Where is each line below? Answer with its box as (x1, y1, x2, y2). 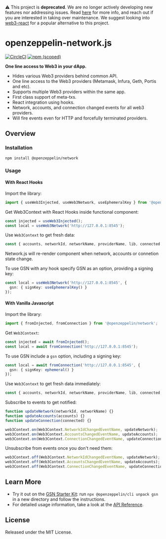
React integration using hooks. (12, 99, 75, 105)
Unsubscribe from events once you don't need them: (5, 445, 113, 451)
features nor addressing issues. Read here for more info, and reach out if (5, 9, 154, 15)
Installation (5, 144, 33, 151)
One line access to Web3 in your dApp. (5, 63, 87, 69)
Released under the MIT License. (5, 529, 73, 535)
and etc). (12, 83, 31, 89)
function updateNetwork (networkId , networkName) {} (5, 409, 114, 414)
